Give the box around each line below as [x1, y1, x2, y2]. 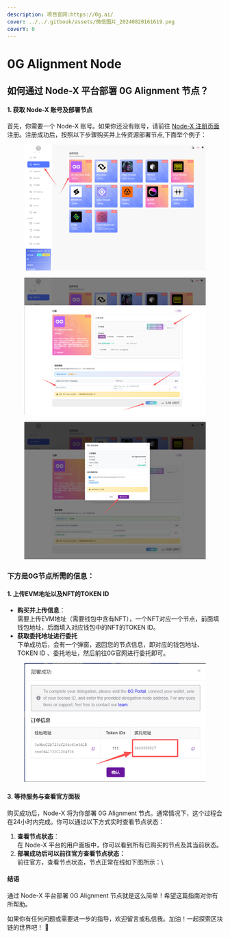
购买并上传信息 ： [16, 606, 66, 615]
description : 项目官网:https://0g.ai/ [7, 11, 114, 18]
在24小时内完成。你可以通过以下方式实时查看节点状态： [7, 817, 165, 825]
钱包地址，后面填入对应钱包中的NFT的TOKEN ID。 [16, 624, 159, 632]
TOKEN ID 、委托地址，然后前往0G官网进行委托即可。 [16, 649, 170, 657]
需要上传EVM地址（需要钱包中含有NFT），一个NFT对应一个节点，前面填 [16, 615, 220, 623]
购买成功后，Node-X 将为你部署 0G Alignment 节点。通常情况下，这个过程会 [7, 809, 222, 817]
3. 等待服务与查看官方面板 [7, 792, 81, 800]
